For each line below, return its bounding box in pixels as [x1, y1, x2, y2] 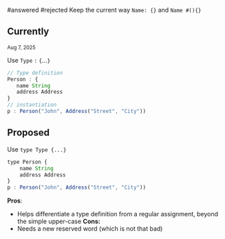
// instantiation [7, 101, 57, 109]
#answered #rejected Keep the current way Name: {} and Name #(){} [7, 6, 202, 14]
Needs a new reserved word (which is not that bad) [17, 225, 163, 233]
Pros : [7, 196, 23, 205]
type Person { [7, 158, 48, 165]
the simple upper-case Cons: [17, 217, 101, 226]
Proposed [7, 127, 50, 138]
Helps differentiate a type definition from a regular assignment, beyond [17, 210, 219, 218]
